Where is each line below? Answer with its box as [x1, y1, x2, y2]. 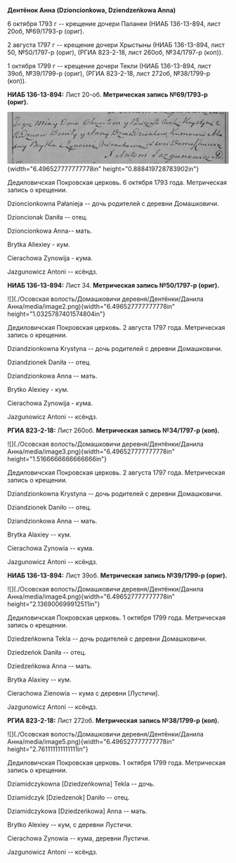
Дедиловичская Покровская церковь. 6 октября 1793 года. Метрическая [7, 178, 227, 186]
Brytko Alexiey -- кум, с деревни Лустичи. [7, 820, 133, 829]
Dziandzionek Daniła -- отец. [7, 358, 91, 366]
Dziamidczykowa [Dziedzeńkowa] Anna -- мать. [7, 807, 147, 815]
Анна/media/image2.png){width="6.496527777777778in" [7, 302, 176, 310]
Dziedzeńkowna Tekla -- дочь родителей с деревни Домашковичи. [7, 634, 207, 643]
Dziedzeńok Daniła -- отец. [7, 648, 86, 656]
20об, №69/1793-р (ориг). [7, 27, 84, 35]
